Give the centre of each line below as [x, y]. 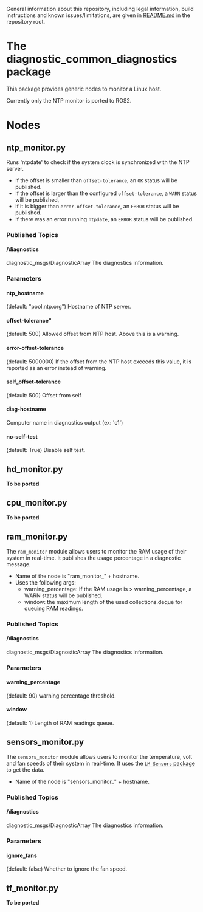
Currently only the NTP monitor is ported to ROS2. [69, 100]
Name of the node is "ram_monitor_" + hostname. [77, 576]
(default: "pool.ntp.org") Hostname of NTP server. [69, 307]
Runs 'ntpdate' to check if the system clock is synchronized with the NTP [98, 162]
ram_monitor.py [37, 537]
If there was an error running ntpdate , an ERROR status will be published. [104, 219]
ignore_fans [22, 855]
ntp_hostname [25, 293]
